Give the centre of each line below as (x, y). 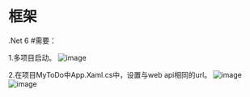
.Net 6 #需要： (32, 40)
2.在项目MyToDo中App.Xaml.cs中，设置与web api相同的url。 (110, 74)
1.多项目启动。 (32, 57)
